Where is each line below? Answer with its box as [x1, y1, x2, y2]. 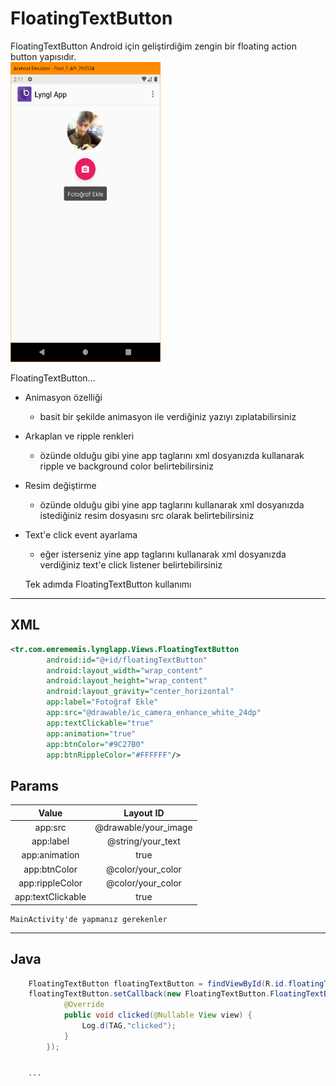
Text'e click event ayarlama [24, 528, 138, 541]
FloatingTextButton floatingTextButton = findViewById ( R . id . [28, 978, 288, 989]
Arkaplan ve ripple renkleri [24, 430, 135, 442]
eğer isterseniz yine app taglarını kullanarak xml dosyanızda [39, 548, 287, 560]
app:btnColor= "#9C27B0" [46, 739, 145, 749]
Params [10, 777, 59, 794]
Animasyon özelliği [24, 391, 103, 403]
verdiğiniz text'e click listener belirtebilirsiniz [39, 558, 223, 571]
